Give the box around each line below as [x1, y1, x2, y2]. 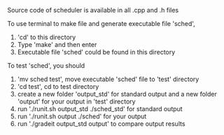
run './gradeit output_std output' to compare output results [17, 120, 185, 128]
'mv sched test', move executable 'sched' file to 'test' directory [17, 75, 199, 83]
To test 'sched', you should [7, 62, 85, 69]
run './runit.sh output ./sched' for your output [17, 112, 147, 120]
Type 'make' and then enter [17, 41, 97, 48]
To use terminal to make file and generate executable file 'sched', [7, 20, 196, 27]
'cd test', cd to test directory [17, 83, 99, 90]
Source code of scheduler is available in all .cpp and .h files [7, 6, 179, 14]
